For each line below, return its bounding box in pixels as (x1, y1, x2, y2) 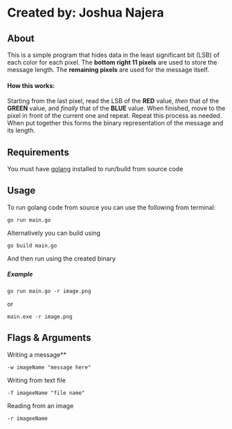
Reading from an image (7, 401, 74, 410)
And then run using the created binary (7, 254, 116, 263)
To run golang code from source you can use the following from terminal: (7, 203, 216, 211)
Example (7, 270, 33, 279)
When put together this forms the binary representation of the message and (7, 119, 224, 128)
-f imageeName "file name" (7, 389, 85, 396)
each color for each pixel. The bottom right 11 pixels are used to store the (7, 58, 217, 67)
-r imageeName (7, 414, 48, 422)
